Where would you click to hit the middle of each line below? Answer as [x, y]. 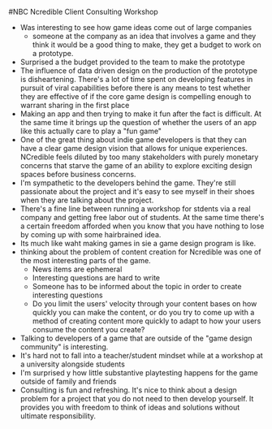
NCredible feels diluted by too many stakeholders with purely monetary [139, 157]
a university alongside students [73, 364]
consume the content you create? [89, 329]
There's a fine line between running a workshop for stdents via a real [135, 209]
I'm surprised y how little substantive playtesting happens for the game [139, 373]
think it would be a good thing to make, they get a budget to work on [147, 45]
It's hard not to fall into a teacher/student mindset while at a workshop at [142, 355]
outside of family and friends [68, 381]
